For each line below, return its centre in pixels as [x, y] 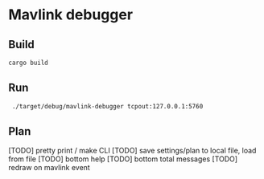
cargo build [28, 63]
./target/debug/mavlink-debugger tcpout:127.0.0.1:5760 [107, 106]
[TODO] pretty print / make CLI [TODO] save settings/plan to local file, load [132, 151]
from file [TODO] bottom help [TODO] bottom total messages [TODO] [123, 159]
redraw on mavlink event [49, 168]
